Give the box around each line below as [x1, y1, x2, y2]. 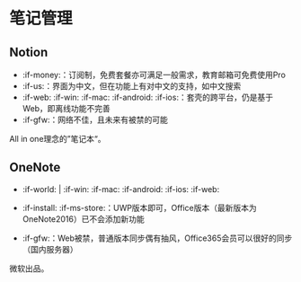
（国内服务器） [22, 243, 78, 254]
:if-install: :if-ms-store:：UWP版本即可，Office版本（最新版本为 [22, 202, 258, 213]
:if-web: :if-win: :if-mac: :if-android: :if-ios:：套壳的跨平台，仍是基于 [22, 92, 274, 102]
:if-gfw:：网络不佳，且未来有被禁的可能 [22, 114, 168, 125]
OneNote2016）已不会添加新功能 [22, 213, 146, 225]
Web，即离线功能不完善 [22, 103, 111, 113]
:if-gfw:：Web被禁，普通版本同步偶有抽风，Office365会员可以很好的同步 [22, 233, 293, 243]
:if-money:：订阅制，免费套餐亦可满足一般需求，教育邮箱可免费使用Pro [22, 69, 286, 80]
